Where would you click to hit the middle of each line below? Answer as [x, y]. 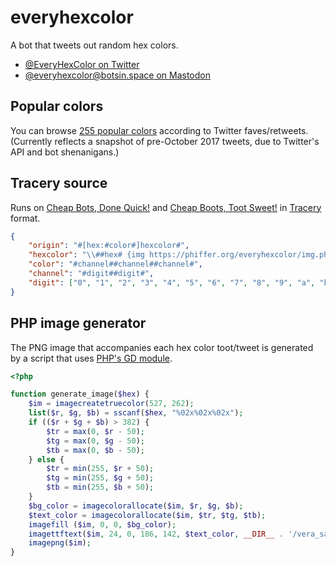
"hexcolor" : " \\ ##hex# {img [86, 255]
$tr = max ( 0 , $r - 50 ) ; [95, 431]
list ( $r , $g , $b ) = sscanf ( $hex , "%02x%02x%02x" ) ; [136, 413]
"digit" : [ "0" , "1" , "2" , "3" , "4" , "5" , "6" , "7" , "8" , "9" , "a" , [172, 282]
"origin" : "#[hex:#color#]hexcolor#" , [109, 246]
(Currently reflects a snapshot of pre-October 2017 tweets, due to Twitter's [165, 141]
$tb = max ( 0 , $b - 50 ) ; [95, 450]
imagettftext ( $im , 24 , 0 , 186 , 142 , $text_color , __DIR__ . [156, 534]
